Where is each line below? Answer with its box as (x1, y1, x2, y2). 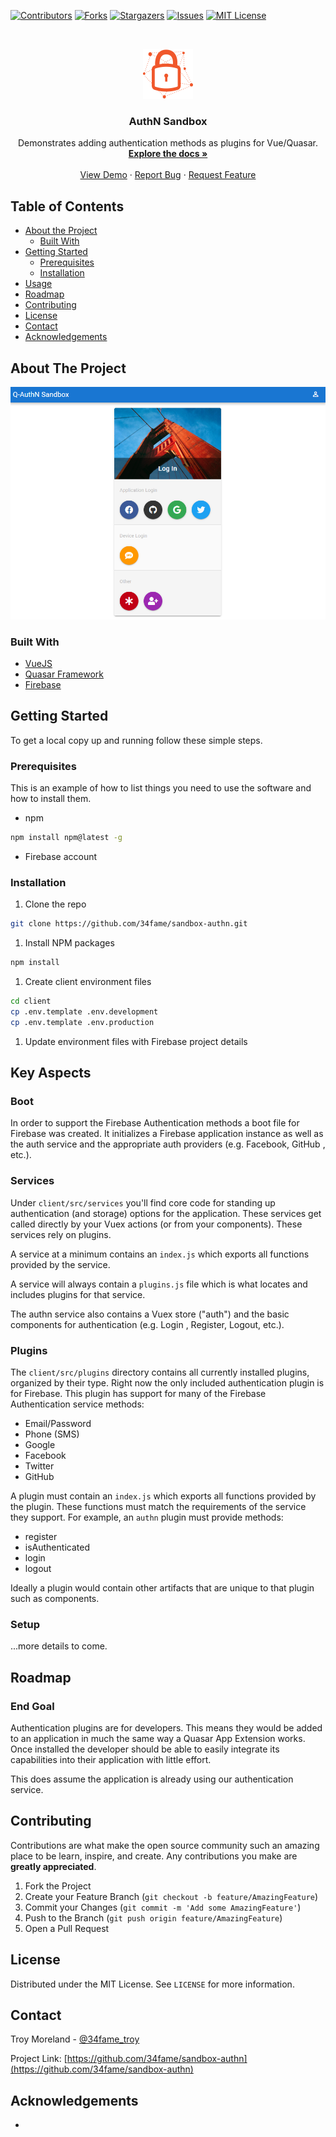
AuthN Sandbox (128, 114, 208, 128)
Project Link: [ (10, 2053, 68, 2065)
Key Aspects (10, 1065, 92, 1082)
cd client (10, 996, 52, 1007)
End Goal (10, 1699, 55, 1713)
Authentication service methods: (10, 1398, 145, 1410)
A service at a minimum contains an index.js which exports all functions (10, 1248, 310, 1260)
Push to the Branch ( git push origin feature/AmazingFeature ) (24, 1911, 283, 1924)
